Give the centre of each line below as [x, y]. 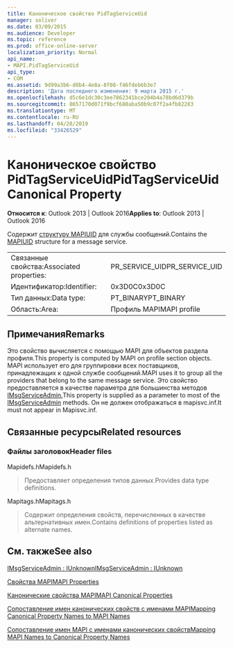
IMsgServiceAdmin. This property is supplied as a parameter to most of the [114, 395]
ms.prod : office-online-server [52, 46]
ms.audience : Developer [42, 33]
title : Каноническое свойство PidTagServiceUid [77, 14]
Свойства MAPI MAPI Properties [53, 581]
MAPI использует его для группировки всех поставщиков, [94, 365]
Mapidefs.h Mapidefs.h [39, 466]
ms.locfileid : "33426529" [44, 130]
